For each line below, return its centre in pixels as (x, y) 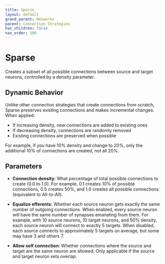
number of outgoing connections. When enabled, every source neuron (85, 209)
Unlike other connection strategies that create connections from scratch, (80, 104)
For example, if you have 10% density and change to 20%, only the (74, 145)
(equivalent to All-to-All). (38, 194)
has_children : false (27, 28)
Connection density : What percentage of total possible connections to (85, 178)
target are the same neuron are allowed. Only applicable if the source (83, 251)
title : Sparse (20, 10)
